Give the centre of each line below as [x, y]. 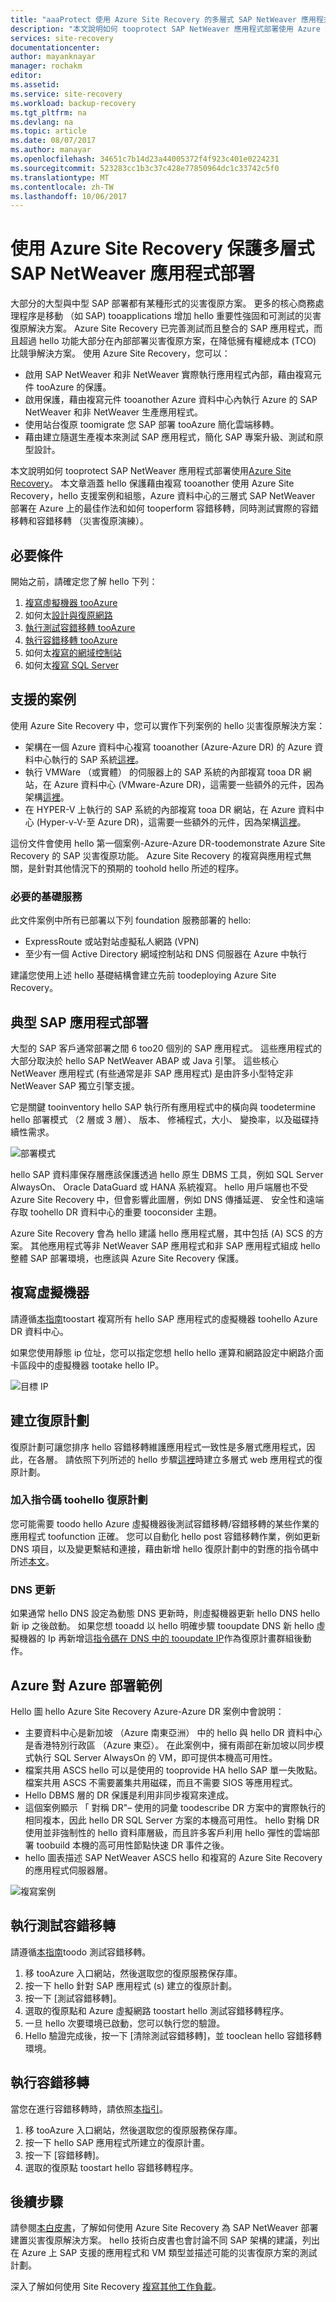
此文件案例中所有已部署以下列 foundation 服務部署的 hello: [131, 920]
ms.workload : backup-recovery [73, 103]
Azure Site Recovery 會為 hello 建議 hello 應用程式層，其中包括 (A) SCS [157, 1233]
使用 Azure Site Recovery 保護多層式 [162, 248]
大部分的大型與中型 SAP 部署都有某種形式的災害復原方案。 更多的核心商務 [163, 303]
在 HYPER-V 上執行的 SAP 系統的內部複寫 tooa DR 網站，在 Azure [160, 809]
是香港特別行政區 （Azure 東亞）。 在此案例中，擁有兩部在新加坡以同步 [170, 1745]
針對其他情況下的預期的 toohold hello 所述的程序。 [140, 868]
